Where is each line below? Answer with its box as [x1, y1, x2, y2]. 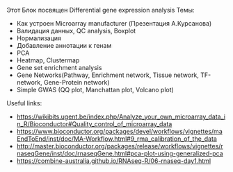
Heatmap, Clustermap [16, 56, 80, 64]
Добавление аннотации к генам [16, 42, 112, 49]
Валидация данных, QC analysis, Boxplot [16, 27, 136, 35]
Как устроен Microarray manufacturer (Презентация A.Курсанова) [16, 19, 212, 27]
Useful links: [6, 99, 42, 107]
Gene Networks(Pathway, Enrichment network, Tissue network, [16, 71, 200, 79]
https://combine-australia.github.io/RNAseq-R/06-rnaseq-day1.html [16, 157, 211, 165]
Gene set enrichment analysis [16, 64, 102, 71]
